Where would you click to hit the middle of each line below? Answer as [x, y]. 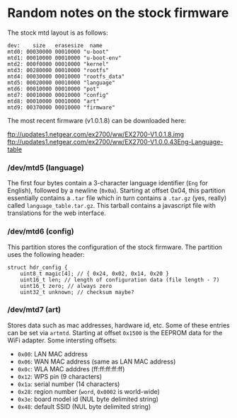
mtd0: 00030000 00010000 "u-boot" [58, 52]
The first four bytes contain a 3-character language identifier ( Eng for [108, 183]
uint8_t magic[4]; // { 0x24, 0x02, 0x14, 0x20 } [95, 274]
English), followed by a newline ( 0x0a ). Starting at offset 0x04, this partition [116, 191]
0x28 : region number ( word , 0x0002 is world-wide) [89, 391]
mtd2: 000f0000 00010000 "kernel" [58, 64]
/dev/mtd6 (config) [41, 231]
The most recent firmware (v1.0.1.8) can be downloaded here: [97, 120]
